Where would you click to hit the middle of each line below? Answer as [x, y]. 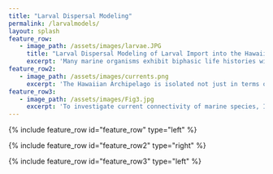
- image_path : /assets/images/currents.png [94, 76]
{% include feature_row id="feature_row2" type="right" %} [107, 146]
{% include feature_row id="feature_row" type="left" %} [103, 130]
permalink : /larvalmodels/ [54, 24]
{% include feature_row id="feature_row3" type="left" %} [105, 161]
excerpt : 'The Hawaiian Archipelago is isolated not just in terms [143, 84]
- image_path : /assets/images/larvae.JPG [90, 46]
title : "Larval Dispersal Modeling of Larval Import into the [134, 54]
